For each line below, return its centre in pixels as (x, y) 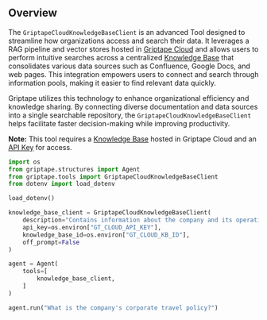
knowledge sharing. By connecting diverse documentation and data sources (133, 106)
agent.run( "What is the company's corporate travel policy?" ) (113, 308)
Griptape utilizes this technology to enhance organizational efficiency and (129, 98)
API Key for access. (41, 147)
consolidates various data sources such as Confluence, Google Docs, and (129, 66)
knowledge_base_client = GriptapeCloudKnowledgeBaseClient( (110, 213)
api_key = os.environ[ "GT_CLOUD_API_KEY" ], (92, 227)
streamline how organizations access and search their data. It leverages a (129, 40)
